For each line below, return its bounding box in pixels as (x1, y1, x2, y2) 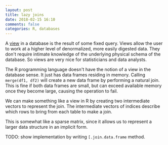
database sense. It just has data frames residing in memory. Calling (5, 72, 146, 78)
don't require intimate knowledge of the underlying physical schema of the (5, 51, 161, 57)
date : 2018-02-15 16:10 (5, 17, 56, 22)
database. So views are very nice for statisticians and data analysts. (5, 56, 147, 63)
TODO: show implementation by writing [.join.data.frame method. (5, 134, 145, 140)
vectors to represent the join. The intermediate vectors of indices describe (5, 103, 160, 109)
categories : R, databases (5, 26, 60, 32)
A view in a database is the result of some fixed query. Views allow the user (5, 40, 163, 46)
